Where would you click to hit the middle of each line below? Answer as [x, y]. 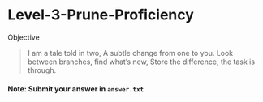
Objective [24, 37]
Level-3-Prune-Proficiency [101, 15]
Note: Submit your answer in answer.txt [75, 89]
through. [42, 70]
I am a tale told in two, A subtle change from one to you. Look [130, 53]
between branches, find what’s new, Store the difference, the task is [141, 62]
